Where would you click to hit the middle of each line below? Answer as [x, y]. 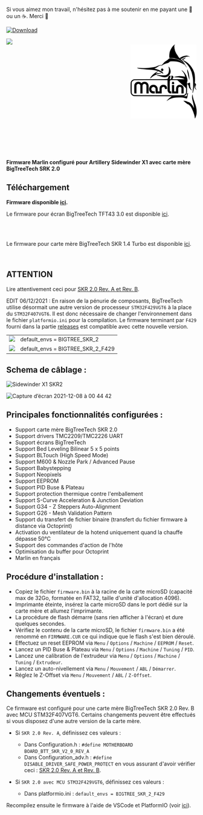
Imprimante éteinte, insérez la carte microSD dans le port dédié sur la [101, 604]
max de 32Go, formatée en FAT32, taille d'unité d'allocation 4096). [98, 598]
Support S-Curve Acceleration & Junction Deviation [79, 500]
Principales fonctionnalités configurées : [85, 415]
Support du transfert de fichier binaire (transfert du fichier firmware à [101, 519]
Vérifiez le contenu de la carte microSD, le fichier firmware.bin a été [100, 630]
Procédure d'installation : [55, 577]
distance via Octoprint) [43, 526]
